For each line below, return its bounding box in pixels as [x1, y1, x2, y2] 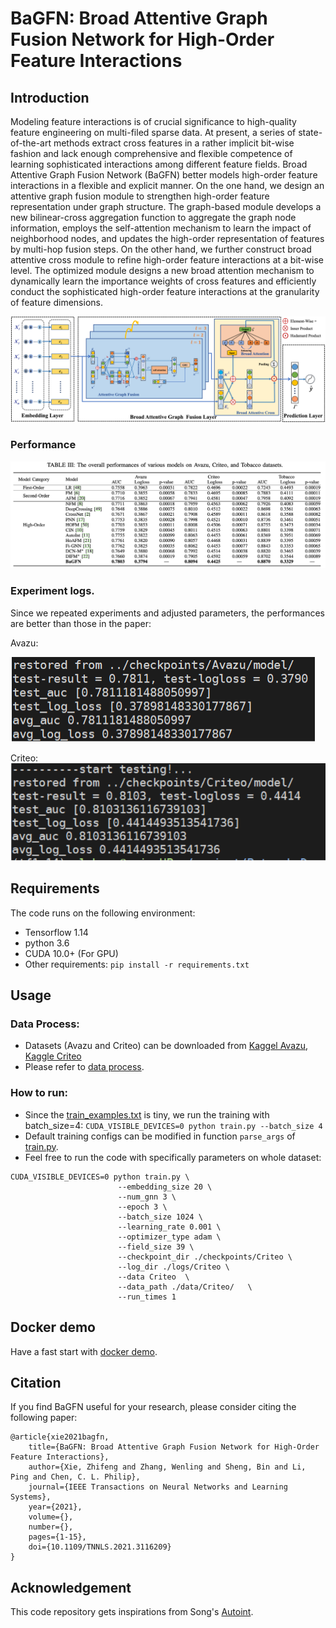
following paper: [10, 1412, 78, 1424]
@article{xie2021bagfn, [10, 1432, 110, 1442]
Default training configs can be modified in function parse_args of [24, 1130, 296, 1142]
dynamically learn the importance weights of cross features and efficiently [10, 275, 317, 287]
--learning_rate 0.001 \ [117, 1222, 222, 1232]
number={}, [28, 1522, 74, 1532]
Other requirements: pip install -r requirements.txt [24, 958, 250, 970]
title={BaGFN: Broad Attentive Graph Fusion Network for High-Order [28, 1442, 320, 1452]
